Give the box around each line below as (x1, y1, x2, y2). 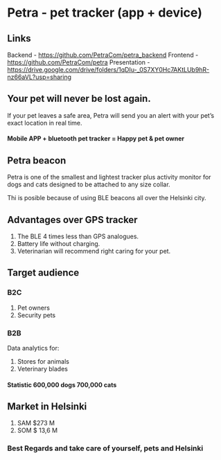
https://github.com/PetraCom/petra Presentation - (7, 58, 150, 67)
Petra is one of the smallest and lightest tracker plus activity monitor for (7, 173, 211, 182)
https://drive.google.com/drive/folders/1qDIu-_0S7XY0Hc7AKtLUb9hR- (7, 66, 210, 73)
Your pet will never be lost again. (7, 93, 151, 105)
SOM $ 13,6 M (17, 426, 58, 434)
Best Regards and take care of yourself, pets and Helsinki (7, 443, 204, 453)
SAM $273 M (17, 419, 55, 427)
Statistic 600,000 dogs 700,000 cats (7, 380, 117, 389)
